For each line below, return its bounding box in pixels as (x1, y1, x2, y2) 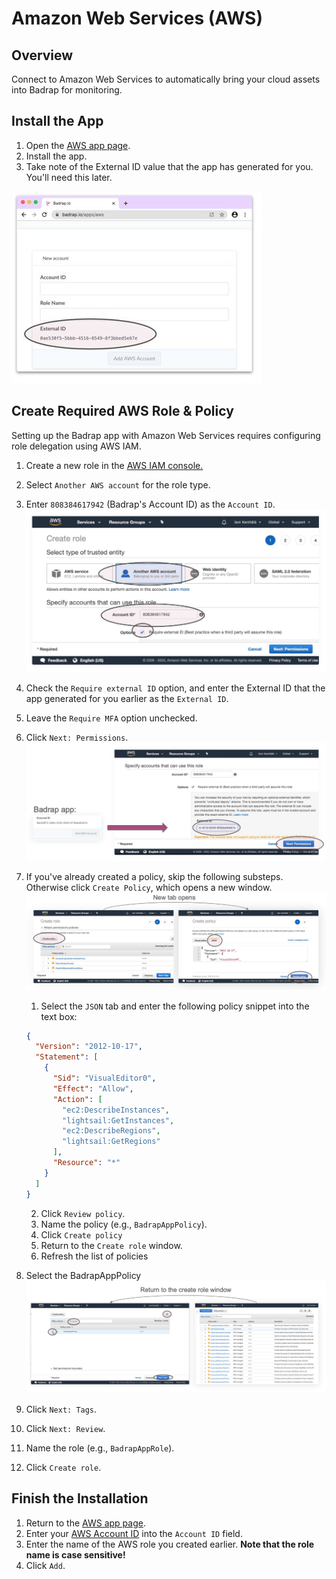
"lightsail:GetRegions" (62, 1137, 161, 1147)
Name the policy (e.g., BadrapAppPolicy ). (40, 1218, 208, 1230)
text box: (40, 1010, 78, 1022)
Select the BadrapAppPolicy (25, 1269, 142, 1281)
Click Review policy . (40, 1207, 126, 1219)
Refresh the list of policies (40, 1250, 149, 1262)
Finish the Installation (11, 1490, 149, 1507)
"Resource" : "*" (52, 1158, 121, 1168)
